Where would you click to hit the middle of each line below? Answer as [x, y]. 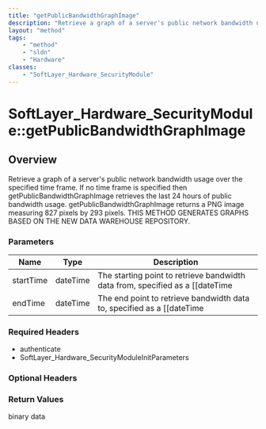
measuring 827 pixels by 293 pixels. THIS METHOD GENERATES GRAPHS [129, 213]
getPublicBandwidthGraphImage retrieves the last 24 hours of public [120, 196]
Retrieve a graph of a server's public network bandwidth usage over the [125, 178]
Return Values [36, 400]
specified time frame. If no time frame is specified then [98, 187]
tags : [17, 38]
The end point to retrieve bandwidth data [174, 298]
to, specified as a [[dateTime [151, 308]
